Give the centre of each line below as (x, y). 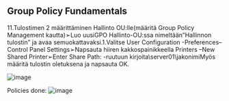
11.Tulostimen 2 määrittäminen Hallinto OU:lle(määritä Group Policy (101, 27)
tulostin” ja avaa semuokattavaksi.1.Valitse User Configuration (94, 42)
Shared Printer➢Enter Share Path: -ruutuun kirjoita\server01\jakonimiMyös (111, 57)
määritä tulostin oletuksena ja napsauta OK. (68, 63)
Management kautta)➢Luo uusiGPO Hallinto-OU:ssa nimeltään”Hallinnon (109, 35)
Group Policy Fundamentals (67, 11)
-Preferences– (202, 42)
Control (18, 49)
